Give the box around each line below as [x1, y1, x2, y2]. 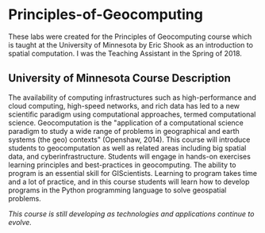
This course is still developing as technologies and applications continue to [8, 208, 255, 219]
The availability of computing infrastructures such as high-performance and [8, 93, 256, 102]
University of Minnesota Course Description [8, 71, 232, 85]
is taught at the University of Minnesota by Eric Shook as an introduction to [8, 40, 254, 49]
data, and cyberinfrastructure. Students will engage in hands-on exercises [8, 151, 252, 161]
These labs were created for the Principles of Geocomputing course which [8, 32, 252, 41]
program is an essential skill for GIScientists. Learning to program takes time [8, 168, 258, 178]
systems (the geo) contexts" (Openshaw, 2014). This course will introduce [8, 135, 251, 144]
